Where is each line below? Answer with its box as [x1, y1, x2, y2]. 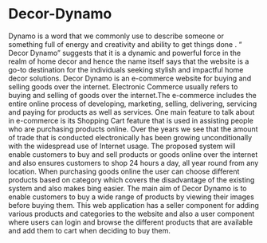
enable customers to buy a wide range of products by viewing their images [8, 192, 255, 202]
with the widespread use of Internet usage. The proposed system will [8, 141, 236, 151]
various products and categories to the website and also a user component [8, 209, 255, 218]
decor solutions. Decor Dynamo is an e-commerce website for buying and [8, 73, 252, 83]
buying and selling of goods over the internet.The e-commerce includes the [8, 90, 257, 100]
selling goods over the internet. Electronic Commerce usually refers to [8, 81, 238, 92]
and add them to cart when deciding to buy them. [8, 225, 171, 235]
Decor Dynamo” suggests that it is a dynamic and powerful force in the [8, 48, 241, 57]
